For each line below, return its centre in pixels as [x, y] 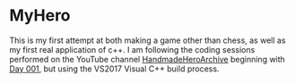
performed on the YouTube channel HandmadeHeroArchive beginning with [147, 59]
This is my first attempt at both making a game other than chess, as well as [147, 40]
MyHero [40, 16]
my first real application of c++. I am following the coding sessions [132, 49]
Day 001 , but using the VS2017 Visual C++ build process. [114, 69]
